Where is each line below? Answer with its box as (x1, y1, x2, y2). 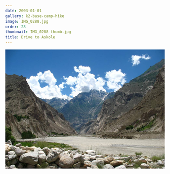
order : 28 (5, 24, 26, 29)
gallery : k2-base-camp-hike (5, 13, 65, 19)
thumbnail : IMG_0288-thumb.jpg (5, 29, 71, 35)
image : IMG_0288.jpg (5, 19, 49, 24)
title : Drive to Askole (5, 35, 56, 40)
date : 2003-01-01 (5, 8, 42, 13)
